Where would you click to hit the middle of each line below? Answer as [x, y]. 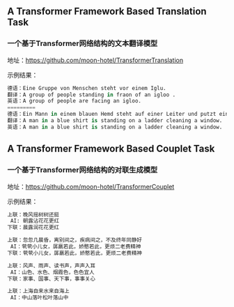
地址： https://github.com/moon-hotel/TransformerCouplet [91, 186]
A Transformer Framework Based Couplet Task [111, 149]
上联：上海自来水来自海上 [38, 291]
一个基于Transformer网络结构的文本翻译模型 [83, 43]
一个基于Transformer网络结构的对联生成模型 [83, 170]
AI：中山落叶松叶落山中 [39, 298]
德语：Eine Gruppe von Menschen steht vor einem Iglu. [87, 88]
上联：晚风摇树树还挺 [33, 215]
